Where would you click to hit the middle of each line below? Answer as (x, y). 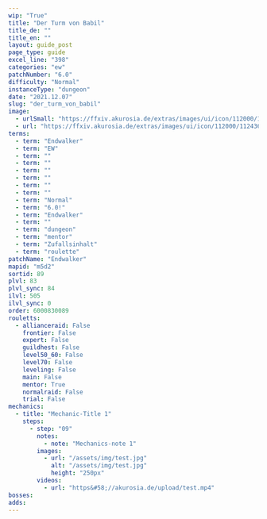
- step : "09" (51, 429)
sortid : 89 (26, 274)
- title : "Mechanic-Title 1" (64, 414)
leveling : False (50, 370)
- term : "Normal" (44, 200)
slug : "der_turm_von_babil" (55, 104)
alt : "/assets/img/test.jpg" (99, 466)
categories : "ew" (37, 67)
